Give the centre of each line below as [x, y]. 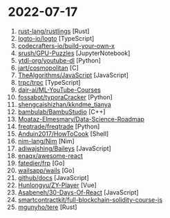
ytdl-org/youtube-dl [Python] [59, 60]
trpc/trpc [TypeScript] [49, 82]
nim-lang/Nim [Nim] [46, 141]
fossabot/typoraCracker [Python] [65, 97]
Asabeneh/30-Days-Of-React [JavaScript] [78, 192]
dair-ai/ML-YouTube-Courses [59, 90]
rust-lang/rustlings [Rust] [54, 31]
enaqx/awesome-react [50, 155]
